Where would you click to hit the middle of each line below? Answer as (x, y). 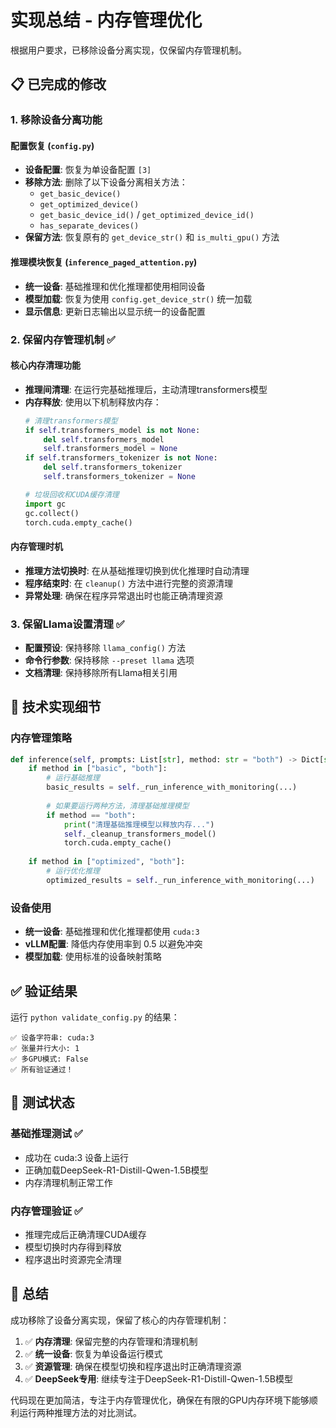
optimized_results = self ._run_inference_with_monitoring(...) (180, 880)
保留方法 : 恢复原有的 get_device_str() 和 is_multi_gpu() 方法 (152, 237)
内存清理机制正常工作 (68, 1182)
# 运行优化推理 (73, 871)
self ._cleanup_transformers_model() (140, 834)
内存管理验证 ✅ (46, 1211)
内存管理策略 (41, 738)
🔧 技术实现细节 (56, 707)
